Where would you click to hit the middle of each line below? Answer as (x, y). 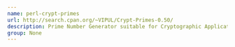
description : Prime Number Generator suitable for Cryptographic (104, 26)
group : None (24, 33)
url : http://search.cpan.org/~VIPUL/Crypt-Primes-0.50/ (90, 20)
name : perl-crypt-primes (43, 13)
